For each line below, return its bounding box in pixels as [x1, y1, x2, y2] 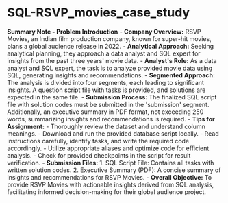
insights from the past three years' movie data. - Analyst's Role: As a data [7, 56, 217, 64]
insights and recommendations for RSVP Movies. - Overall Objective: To [7, 173, 212, 181]
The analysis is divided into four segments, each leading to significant [7, 78, 204, 86]
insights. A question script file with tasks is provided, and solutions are [7, 86, 206, 94]
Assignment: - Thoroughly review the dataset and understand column [7, 122, 205, 130]
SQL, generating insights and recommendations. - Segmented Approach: [7, 71, 216, 80]
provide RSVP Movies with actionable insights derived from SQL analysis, [7, 180, 214, 189]
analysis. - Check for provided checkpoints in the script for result [7, 151, 191, 159]
